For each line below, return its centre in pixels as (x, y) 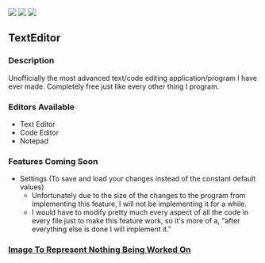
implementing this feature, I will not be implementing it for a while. (139, 204)
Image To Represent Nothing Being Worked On (100, 250)
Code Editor (39, 132)
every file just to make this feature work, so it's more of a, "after (136, 221)
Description (31, 61)
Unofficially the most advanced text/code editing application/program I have (133, 78)
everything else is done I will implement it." (102, 229)
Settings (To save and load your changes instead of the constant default (138, 179)
